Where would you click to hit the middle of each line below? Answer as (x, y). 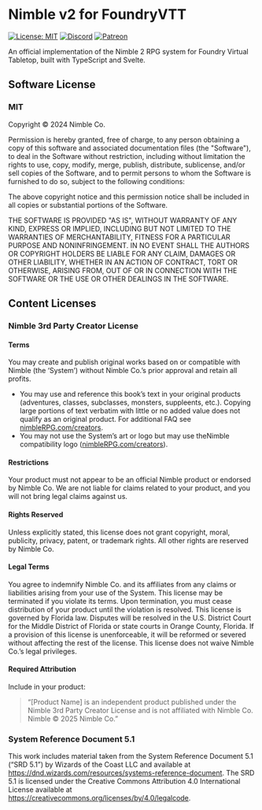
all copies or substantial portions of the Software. (88, 205)
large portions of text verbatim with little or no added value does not (130, 411)
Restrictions (29, 462)
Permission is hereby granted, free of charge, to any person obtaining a (124, 139)
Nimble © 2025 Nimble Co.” (73, 719)
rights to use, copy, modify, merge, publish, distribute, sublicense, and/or (127, 165)
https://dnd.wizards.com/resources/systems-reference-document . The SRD (131, 773)
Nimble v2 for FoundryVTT (98, 15)
